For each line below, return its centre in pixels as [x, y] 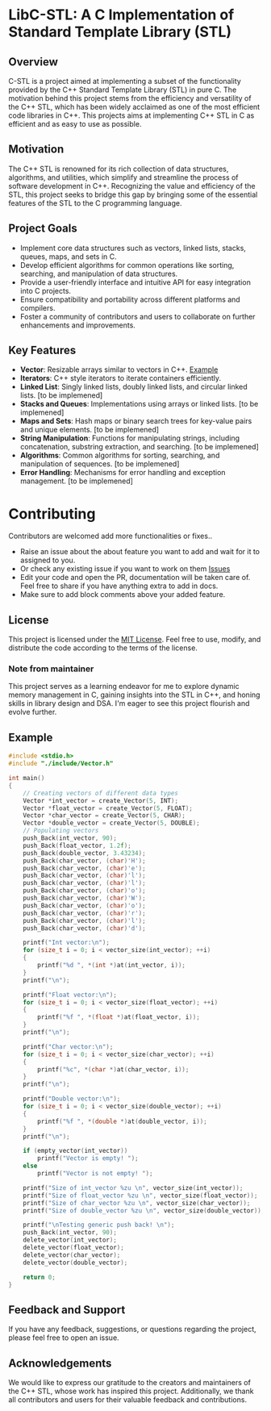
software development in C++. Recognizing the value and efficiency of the [132, 186]
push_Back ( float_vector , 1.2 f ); [77, 845]
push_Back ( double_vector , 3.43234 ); [85, 853]
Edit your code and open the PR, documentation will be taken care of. [135, 578]
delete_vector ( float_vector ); [74, 1248]
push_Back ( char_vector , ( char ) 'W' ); [85, 898]
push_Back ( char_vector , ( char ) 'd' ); [85, 928]
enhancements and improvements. [77, 325]
